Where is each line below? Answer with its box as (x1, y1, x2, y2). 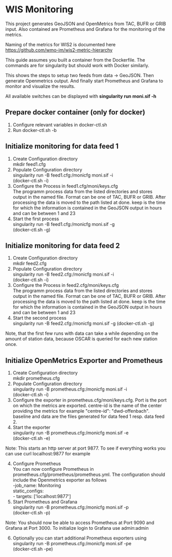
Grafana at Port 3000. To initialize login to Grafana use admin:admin (5, 525, 149, 531)
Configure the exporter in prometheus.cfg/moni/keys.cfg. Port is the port (12, 397, 167, 404)
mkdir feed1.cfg (12, 161, 46, 167)
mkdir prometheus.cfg (12, 375, 60, 381)
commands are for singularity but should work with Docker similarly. (5, 62, 150, 68)
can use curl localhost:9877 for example (5, 451, 91, 457)
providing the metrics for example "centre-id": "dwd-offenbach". (12, 408, 150, 414)
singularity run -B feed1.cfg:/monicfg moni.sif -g (12, 221, 115, 227)
